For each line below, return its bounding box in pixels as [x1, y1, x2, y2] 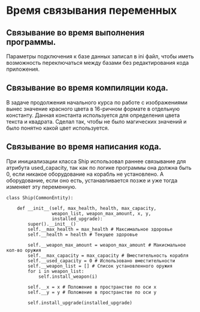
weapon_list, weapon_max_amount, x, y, [51, 211, 151, 217]
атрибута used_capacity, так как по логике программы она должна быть [6, 164, 192, 171]
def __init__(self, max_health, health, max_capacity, [17, 205, 157, 211]
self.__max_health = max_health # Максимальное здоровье [28, 226, 172, 232]
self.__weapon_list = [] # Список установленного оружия [28, 263, 172, 269]
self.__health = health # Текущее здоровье [28, 232, 138, 238]
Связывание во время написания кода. [6, 142, 162, 152]
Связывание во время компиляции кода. [6, 83, 169, 93]
